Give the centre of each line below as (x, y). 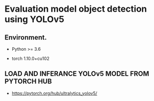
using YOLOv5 (35, 19)
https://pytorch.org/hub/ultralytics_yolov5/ (54, 93)
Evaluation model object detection (76, 9)
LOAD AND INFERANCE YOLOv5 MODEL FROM (77, 74)
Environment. (26, 37)
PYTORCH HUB (28, 81)
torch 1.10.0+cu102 (30, 59)
